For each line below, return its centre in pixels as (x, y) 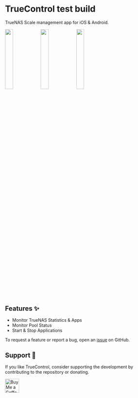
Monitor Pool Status (32, 325)
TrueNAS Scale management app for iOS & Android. (57, 22)
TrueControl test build (50, 9)
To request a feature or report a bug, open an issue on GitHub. (68, 340)
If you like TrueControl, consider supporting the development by (69, 367)
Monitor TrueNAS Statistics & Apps (47, 320)
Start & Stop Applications (37, 330)
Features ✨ (22, 308)
